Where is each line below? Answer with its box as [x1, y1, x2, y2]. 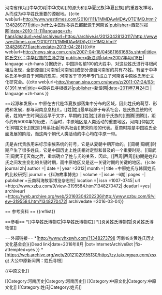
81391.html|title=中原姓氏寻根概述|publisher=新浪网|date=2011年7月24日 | [5, 85, 152, 91]
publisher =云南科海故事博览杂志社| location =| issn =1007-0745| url [5, 178, 141, 183]
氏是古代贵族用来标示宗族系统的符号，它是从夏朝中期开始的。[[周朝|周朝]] [5, 141, 153, 147]
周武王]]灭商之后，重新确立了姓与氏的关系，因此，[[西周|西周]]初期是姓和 [10, 153, 157, 159]
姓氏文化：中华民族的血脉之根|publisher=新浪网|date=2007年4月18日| [5, 55, 145, 60]
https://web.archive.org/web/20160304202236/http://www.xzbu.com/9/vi [8, 194, 156, 199]
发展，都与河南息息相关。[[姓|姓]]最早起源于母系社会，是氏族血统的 [13, 107, 148, 112]
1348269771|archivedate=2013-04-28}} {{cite [5, 44, 95, 49]
